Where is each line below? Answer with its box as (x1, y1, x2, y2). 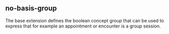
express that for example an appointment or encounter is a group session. (5, 23, 161, 29)
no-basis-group (5, 4, 57, 13)
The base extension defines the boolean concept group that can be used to (5, 17, 164, 23)
